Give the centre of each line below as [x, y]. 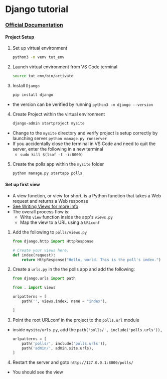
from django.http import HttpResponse [53, 241]
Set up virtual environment [40, 48]
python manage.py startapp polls [47, 173]
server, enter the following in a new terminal [58, 149]
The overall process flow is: [41, 211]
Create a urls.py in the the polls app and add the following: [74, 269]
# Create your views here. [41, 250]
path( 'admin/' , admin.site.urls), [58, 348]
